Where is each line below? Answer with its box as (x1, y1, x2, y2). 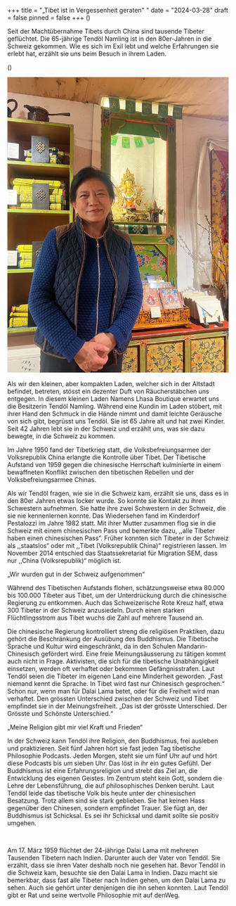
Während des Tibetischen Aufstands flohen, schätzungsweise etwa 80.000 (7, 584, 225, 592)
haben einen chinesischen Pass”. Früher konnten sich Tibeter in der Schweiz (7, 534, 229, 542)
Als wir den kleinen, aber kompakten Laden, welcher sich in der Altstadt (7, 380, 216, 388)
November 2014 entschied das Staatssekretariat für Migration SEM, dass (7, 549, 218, 557)
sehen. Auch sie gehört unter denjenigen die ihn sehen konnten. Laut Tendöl (7, 883, 228, 892)
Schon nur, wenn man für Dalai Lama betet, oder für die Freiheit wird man (7, 687, 220, 695)
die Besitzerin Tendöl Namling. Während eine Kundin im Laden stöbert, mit (7, 402, 223, 410)
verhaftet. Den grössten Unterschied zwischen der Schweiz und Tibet (7, 694, 209, 703)
